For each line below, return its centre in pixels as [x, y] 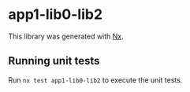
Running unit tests [54, 61]
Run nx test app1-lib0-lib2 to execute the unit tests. [95, 79]
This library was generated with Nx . [66, 36]
